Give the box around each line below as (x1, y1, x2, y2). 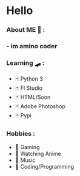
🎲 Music (15, 156, 36, 164)
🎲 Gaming (15, 143, 40, 150)
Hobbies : (6, 130, 35, 138)
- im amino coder (6, 42, 58, 51)
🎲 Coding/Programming (15, 163, 75, 170)
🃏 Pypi (15, 112, 32, 119)
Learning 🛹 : (6, 59, 45, 67)
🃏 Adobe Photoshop (15, 103, 65, 110)
